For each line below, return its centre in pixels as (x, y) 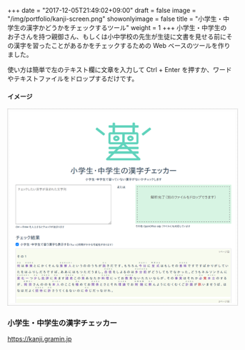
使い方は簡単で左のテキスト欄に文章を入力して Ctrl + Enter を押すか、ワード (120, 70)
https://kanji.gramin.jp (40, 339)
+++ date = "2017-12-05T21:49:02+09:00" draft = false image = (102, 10)
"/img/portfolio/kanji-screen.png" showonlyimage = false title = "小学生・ (115, 19)
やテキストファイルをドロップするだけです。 (73, 79)
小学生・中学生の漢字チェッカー (62, 323)
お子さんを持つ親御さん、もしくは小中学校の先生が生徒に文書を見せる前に (117, 36)
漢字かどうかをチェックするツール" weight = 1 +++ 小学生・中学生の (126, 27)
